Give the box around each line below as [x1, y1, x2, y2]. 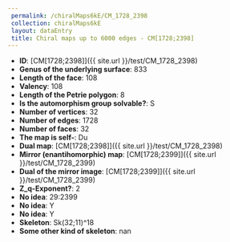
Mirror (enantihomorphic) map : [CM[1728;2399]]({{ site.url [18, 150, 217, 159]
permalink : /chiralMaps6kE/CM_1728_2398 [10, 11, 148, 20]
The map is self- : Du [18, 133, 88, 143]
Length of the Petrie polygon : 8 [18, 90, 125, 100]
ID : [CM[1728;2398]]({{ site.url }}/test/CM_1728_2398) [18, 56, 198, 66]
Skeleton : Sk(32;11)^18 [18, 218, 95, 228]
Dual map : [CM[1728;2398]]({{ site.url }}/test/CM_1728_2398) [18, 141, 224, 151]
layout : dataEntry [10, 26, 73, 34]
